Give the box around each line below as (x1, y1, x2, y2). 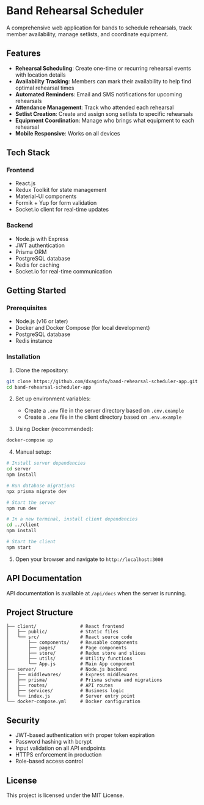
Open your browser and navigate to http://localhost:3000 (15, 555, 164, 563)
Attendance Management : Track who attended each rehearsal (15, 104, 174, 111)
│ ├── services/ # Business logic (6, 688, 124, 694)
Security (6, 715, 40, 725)
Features (6, 48, 41, 59)
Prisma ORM (15, 248, 47, 255)
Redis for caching (15, 261, 60, 269)
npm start (6, 544, 32, 551)
